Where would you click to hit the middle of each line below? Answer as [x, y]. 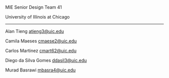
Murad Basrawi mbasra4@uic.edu [40, 70]
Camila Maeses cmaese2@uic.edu [41, 41]
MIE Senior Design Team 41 [33, 7]
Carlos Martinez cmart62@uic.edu [41, 50]
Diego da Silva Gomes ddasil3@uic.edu [46, 60]
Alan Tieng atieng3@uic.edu [35, 31]
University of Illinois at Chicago [37, 17]
